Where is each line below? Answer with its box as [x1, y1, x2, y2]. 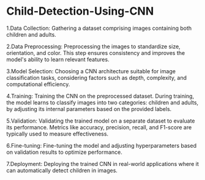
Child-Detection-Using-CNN [6, 4, 154, 18]
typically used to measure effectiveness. [6, 130, 109, 137]
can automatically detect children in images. [6, 167, 118, 174]
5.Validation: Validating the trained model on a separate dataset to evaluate [6, 117, 195, 124]
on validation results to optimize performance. [6, 148, 122, 156]
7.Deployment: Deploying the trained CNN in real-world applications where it [6, 160, 199, 167]
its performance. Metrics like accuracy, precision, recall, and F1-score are [6, 123, 192, 131]
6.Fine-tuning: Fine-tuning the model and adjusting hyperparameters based [6, 142, 197, 149]
